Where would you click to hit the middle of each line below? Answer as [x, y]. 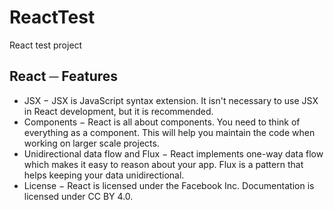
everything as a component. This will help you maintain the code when [169, 132]
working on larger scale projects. [91, 143]
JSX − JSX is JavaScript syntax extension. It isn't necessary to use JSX [171, 100]
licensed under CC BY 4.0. [78, 196]
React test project [46, 45]
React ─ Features [64, 76]
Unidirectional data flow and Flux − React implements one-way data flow [173, 153]
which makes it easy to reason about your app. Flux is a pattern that [163, 164]
